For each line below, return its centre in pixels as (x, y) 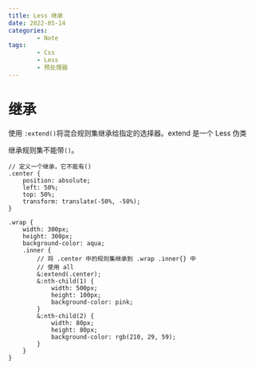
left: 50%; (41, 187)
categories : (28, 30)
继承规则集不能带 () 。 (43, 150)
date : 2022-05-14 (37, 23)
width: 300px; (46, 229)
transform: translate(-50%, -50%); (82, 201)
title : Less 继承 (36, 16)
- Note (48, 38)
